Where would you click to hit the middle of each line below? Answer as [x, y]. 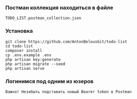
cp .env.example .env [28, 55]
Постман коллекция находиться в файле [60, 8]
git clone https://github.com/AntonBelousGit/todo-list [66, 42]
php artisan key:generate [33, 59]
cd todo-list [19, 46]
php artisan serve [25, 68]
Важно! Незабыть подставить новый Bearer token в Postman [68, 92]
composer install [24, 51]
